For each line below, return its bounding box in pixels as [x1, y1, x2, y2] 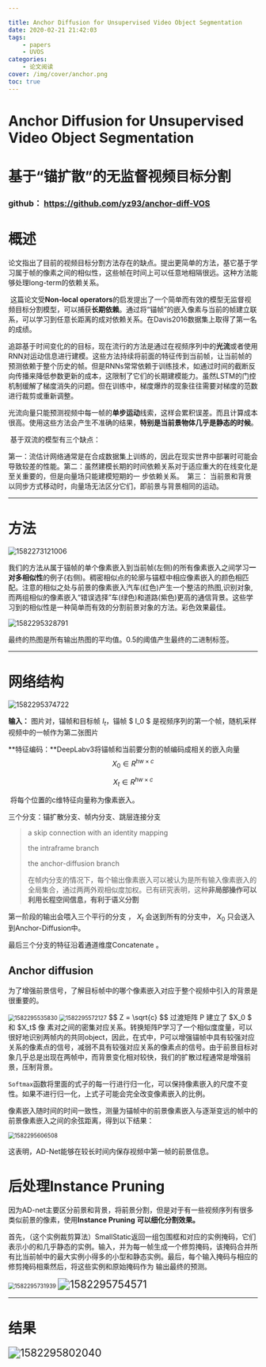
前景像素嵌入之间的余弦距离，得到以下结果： [8, 1116, 154, 1126]
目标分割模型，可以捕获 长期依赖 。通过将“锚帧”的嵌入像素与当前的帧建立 [14, 304, 251, 314]
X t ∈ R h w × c [112, 775, 154, 789]
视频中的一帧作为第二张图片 [8, 728, 99, 737]
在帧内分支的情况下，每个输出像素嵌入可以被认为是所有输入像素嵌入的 [27, 875, 257, 885]
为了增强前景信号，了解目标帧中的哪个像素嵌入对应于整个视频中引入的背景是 [8, 986, 258, 995]
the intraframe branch [27, 844, 100, 853]
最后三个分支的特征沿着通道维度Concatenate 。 [8, 940, 164, 950]
